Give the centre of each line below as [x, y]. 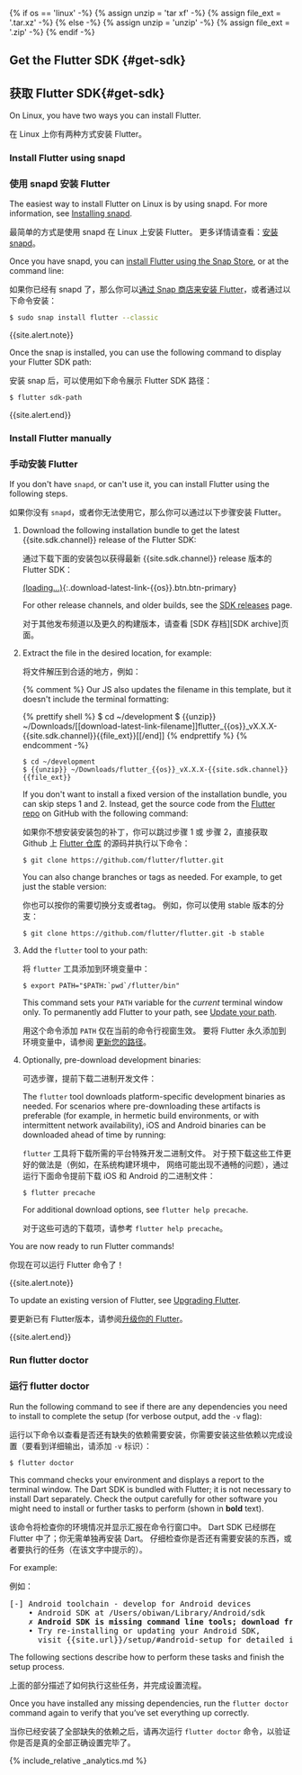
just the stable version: [64, 887]
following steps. [39, 494]
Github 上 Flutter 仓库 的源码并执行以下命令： [106, 843]
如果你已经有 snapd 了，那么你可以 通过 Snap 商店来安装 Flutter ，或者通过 [146, 290]
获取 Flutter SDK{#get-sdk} [87, 93]
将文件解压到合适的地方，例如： [81, 672]
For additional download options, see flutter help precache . [135, 1209]
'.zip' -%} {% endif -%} [53, 32]
